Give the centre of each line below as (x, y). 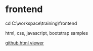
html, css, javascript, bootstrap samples (47, 33)
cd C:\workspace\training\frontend (41, 23)
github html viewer (25, 43)
